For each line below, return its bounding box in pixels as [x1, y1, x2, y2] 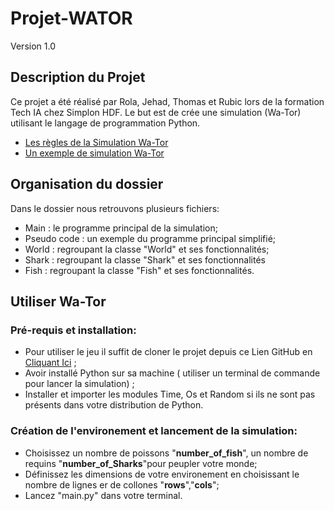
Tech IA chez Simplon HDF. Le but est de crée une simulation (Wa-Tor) [10, 106, 302, 118]
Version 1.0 [10, 40, 56, 52]
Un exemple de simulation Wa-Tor [24, 147, 165, 159]
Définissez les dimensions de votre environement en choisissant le [24, 468, 300, 480]
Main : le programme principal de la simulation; [24, 222, 218, 234]
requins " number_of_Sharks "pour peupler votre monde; [24, 457, 258, 469]
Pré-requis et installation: [10, 323, 137, 337]
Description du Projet [10, 69, 146, 86]
